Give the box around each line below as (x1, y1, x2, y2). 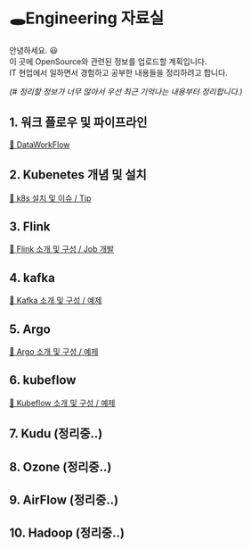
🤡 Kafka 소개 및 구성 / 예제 (9, 295, 102, 306)
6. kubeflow (9, 372, 77, 388)
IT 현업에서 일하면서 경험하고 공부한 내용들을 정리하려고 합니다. (9, 67, 229, 78)
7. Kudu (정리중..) (9, 426, 103, 442)
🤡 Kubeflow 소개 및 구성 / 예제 (9, 397, 116, 408)
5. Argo (9, 321, 51, 337)
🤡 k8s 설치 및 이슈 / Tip (9, 193, 92, 204)
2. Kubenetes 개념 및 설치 (9, 167, 147, 183)
